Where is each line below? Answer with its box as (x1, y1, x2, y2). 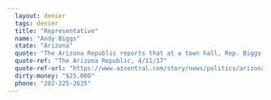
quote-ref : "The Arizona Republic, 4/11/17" (15, 57, 167, 65)
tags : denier (15, 19, 59, 27)
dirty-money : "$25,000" (15, 72, 95, 80)
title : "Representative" (15, 27, 99, 35)
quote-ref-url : (15, 65, 66, 73)
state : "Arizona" (15, 42, 74, 50)
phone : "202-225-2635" (15, 79, 91, 87)
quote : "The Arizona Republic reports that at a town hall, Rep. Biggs (15, 49, 262, 57)
